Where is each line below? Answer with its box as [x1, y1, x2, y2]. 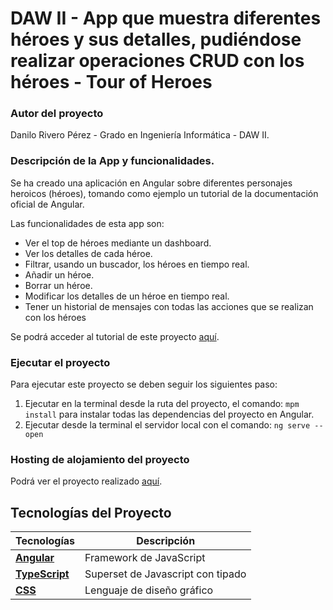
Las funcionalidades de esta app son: [10, 217, 165, 229]
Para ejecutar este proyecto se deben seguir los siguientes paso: [10, 378, 278, 391]
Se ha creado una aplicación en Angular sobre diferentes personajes [10, 177, 293, 189]
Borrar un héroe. [24, 279, 93, 291]
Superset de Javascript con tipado [84, 567, 247, 581]
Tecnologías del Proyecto [10, 504, 172, 521]
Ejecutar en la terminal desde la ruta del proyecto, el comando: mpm [24, 398, 300, 410]
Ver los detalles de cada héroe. [24, 247, 153, 259]
